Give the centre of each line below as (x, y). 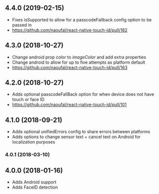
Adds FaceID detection (35, 187)
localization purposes (33, 142)
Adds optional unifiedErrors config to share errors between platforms (81, 132)
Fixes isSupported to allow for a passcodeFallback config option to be (82, 19)
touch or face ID (28, 100)
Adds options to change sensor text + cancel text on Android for (76, 137)
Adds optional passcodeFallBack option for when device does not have (83, 94)
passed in (22, 25)
